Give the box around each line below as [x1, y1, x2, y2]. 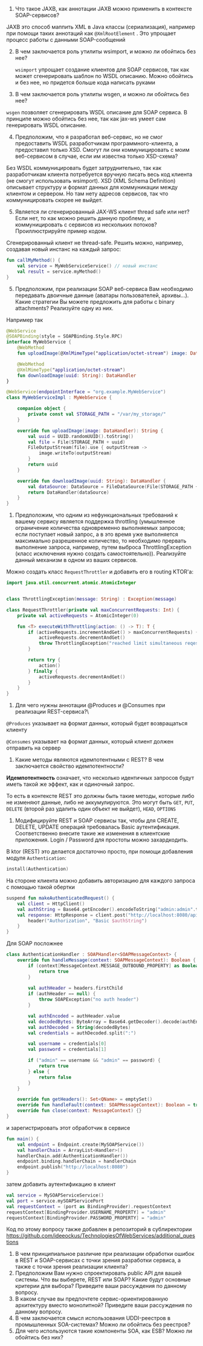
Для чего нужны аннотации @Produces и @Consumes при [14, 702, 166, 709]
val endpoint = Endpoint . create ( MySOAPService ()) [17, 1142, 145, 1148]
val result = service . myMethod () [17, 269, 101, 275]
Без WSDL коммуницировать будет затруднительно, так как [6, 165, 162, 171]
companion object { [17, 405, 66, 412]
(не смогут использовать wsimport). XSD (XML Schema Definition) [6, 177, 176, 184]
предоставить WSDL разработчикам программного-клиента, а [14, 140, 178, 147]
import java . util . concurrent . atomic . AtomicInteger [6, 580, 137, 586]
